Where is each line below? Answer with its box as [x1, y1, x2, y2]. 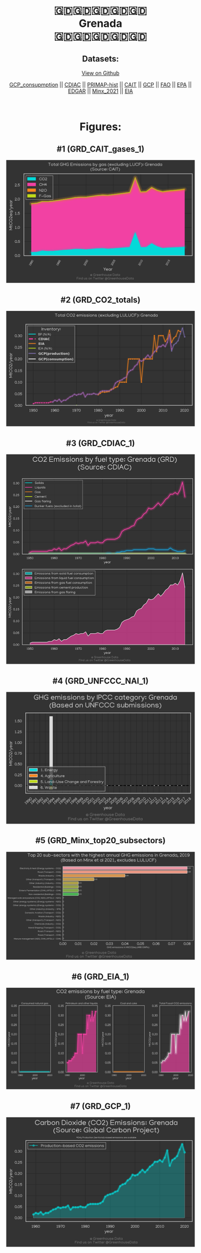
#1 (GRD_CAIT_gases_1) [56, 144, 145, 154]
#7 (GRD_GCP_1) [70, 1101, 131, 1111]
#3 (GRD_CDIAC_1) [66, 438, 135, 448]
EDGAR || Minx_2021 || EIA [68, 87, 133, 95]
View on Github [81, 69, 120, 77]
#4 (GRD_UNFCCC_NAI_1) [52, 676, 149, 686]
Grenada [78, 17, 123, 31]
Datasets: [82, 53, 119, 63]
